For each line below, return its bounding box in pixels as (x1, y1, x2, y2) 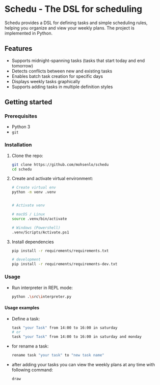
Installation (4, 141, 32, 148)
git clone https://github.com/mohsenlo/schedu (11, 162, 109, 167)
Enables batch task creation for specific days (11, 73, 104, 79)
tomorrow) (11, 63, 33, 68)
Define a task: (11, 316, 40, 321)
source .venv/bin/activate (11, 216, 67, 221)
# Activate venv (11, 203, 45, 208)
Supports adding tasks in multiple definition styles (11, 84, 113, 90)
